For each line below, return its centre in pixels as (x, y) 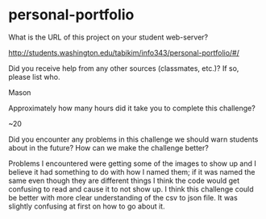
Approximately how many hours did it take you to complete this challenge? (132, 108)
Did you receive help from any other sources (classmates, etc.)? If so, (124, 68)
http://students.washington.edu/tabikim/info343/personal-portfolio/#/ (124, 52)
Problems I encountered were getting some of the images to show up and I (132, 163)
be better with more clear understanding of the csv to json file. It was (123, 197)
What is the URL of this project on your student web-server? (108, 37)
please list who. (34, 76)
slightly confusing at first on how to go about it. (87, 206)
